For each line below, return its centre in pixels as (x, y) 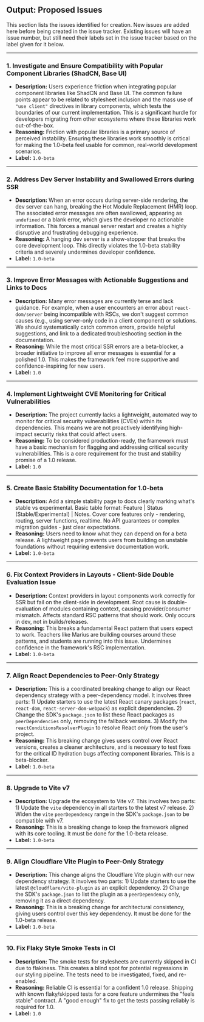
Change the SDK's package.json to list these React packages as (95, 714)
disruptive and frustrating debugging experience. (76, 233)
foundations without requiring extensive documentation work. (92, 547)
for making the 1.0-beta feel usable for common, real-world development (106, 145)
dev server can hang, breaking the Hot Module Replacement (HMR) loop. (106, 207)
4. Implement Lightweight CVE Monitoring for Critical (86, 394)
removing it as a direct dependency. (60, 901)
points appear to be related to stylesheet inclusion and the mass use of (104, 99)
